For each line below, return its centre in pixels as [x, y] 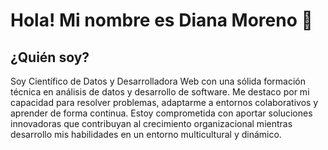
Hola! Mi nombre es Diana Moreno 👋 [161, 20]
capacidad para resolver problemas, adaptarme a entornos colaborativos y [164, 102]
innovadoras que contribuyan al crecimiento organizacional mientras [151, 123]
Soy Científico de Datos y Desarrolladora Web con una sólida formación [158, 81]
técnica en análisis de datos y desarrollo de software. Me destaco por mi [160, 92]
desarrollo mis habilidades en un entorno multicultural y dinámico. [146, 134]
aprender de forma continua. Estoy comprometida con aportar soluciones [161, 113]
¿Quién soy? [50, 57]
